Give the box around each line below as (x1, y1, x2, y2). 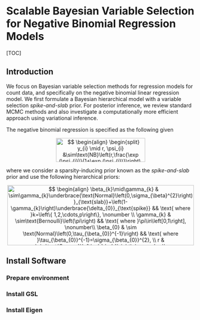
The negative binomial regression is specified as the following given (6, 126, 174, 133)
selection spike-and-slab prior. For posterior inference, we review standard (6, 102, 192, 109)
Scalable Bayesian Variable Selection (6, 4, 195, 18)
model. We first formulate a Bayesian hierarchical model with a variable (6, 95, 181, 102)
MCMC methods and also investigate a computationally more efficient (6, 108, 178, 115)
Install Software (6, 256, 66, 266)
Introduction (6, 67, 54, 77)
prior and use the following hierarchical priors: (6, 173, 120, 181)
